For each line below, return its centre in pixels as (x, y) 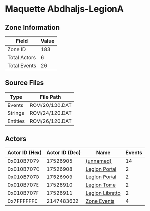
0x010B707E (23, 185)
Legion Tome (101, 185)
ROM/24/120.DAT (50, 113)
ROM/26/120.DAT (50, 121)
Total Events (22, 65)
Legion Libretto (103, 193)
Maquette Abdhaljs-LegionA (65, 9)
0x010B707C (24, 169)
